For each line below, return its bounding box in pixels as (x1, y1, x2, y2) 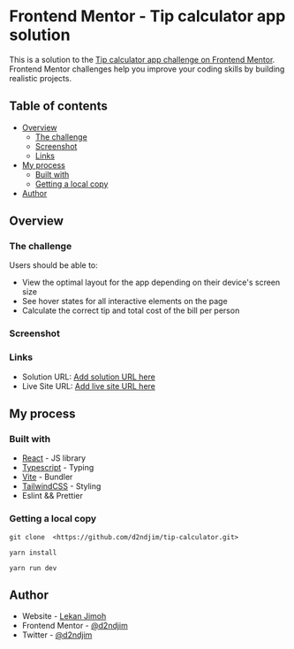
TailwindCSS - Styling (21, 481, 102, 492)
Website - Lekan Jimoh (21, 611, 107, 622)
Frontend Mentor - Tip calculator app (9, 6, 286, 27)
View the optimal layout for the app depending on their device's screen (21, 277, 281, 288)
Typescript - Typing (21, 462, 94, 473)
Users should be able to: (9, 260, 99, 271)
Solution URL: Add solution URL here (21, 371, 156, 382)
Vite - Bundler (21, 471, 73, 483)
